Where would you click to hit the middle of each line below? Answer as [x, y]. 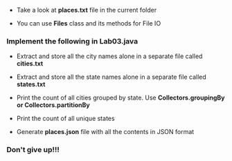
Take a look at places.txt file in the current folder [87, 10]
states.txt [31, 84]
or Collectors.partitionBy [53, 105]
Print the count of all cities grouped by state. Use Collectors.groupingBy [121, 98]
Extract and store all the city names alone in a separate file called [109, 56]
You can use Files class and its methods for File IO [89, 23]
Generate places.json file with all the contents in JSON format [105, 132]
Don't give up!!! [33, 150]
